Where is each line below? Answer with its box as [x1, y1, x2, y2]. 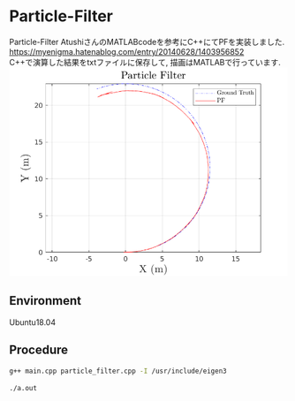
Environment [9, 293, 82, 308]
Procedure [9, 342, 69, 357]
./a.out [9, 384, 38, 393]
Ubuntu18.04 [9, 316, 56, 328]
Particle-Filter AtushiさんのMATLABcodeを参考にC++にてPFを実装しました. [9, 36, 285, 47]
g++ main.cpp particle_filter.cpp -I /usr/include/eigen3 [9, 367, 227, 376]
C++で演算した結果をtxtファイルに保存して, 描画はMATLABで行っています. [9, 57, 281, 67]
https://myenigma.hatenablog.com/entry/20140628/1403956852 [9, 46, 245, 57]
